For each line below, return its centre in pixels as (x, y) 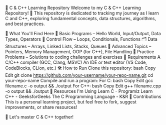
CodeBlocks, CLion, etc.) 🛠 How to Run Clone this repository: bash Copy (80, 68)
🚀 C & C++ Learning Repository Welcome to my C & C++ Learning (73, 8)
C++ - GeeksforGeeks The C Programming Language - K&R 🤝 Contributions (83, 96)
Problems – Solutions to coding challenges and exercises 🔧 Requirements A (83, 57)
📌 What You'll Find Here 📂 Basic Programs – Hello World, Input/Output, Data (83, 33)
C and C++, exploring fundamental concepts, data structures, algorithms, (81, 18)
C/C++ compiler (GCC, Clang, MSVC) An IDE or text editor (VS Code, (76, 62)
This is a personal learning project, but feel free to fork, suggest (71, 102)
